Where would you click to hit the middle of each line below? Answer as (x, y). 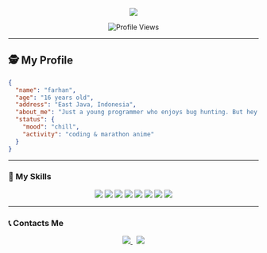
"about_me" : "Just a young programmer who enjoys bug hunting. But (130, 112)
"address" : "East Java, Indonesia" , (76, 105)
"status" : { (35, 120)
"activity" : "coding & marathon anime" (89, 134)
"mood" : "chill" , (51, 127)
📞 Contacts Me (36, 223)
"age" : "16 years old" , (54, 98)
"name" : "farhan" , (46, 90)
